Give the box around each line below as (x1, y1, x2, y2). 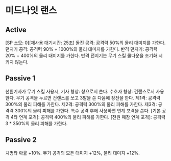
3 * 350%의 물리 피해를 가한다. (5, 120, 68, 126)
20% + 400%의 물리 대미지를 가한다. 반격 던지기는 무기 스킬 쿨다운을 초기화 (5, 52, 157, 58)
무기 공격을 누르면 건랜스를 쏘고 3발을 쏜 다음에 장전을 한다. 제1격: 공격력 (16, 94, 161, 100)
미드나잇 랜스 (5, 5, 57, 16)
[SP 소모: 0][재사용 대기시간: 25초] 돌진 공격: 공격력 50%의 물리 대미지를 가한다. (5, 39, 166, 46)
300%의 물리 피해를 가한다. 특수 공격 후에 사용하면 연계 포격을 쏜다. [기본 (14, 107, 161, 113)
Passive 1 (5, 74, 36, 83)
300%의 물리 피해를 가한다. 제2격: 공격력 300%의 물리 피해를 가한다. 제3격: (5, 101, 157, 107)
